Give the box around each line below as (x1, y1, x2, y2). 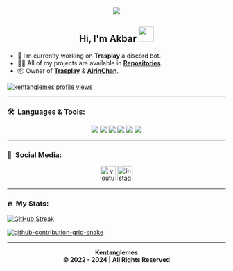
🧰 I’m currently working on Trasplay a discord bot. (17, 51, 162, 60)
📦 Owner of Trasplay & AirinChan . (17, 66, 119, 75)
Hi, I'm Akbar (79, 33, 137, 44)
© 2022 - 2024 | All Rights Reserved (62, 255, 171, 263)
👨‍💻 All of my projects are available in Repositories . (17, 58, 163, 67)
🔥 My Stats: (7, 199, 49, 208)
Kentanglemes (94, 248, 139, 256)
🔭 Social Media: (7, 150, 62, 160)
